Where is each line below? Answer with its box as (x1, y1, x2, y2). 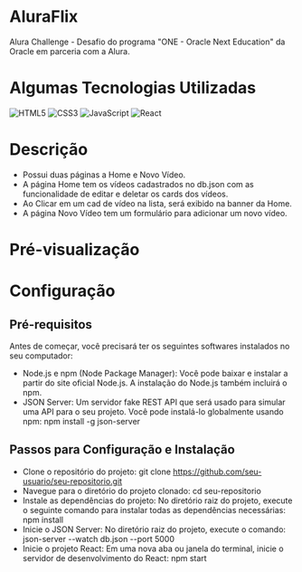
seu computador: (9, 350, 74, 361)
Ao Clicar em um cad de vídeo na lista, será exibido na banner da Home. (22, 197, 292, 209)
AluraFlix (9, 6, 79, 27)
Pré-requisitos (9, 317, 93, 332)
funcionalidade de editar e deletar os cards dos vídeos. (22, 188, 229, 199)
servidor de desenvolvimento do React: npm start (22, 552, 207, 563)
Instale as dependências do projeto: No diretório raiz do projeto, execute (22, 495, 293, 506)
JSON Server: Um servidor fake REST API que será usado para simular (22, 396, 287, 407)
